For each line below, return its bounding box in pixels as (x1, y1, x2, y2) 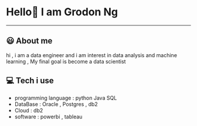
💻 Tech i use (6, 76, 54, 86)
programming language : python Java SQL (14, 94, 117, 101)
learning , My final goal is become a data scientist (6, 58, 126, 65)
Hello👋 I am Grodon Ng (6, 5, 118, 19)
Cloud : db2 (14, 107, 43, 114)
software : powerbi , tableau (14, 113, 83, 120)
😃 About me (6, 36, 53, 46)
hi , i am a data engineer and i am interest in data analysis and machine (6, 51, 178, 58)
